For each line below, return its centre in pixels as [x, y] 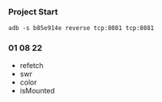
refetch [31, 65]
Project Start [33, 12]
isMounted [37, 90]
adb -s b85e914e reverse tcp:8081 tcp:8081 [81, 28]
